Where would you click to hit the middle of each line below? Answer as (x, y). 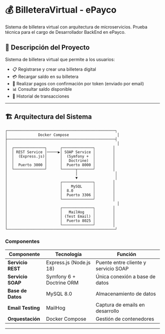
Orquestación (24, 319)
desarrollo (107, 311)
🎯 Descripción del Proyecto (47, 48)
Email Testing (24, 308)
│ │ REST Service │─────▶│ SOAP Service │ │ (60, 152)
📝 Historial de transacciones (41, 96)
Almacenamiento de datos (126, 294)
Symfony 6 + (61, 277)
